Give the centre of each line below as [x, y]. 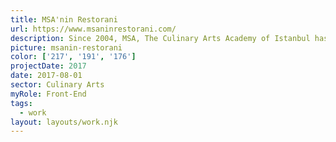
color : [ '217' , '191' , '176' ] [73, 57]
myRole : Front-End [48, 94]
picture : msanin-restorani [66, 47]
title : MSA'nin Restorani [64, 19]
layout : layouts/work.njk [64, 122]
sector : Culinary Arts [57, 85]
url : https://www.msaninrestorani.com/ [93, 29]
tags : [21, 103]
